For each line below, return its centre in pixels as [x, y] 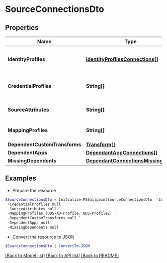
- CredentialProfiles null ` [36, 204]
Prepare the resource [34, 190]
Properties [22, 28]
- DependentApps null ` [31, 223]
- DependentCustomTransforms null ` [44, 218]
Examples [21, 179]
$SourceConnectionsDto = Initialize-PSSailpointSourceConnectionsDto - [82, 199]
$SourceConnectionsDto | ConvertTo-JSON [48, 246]
